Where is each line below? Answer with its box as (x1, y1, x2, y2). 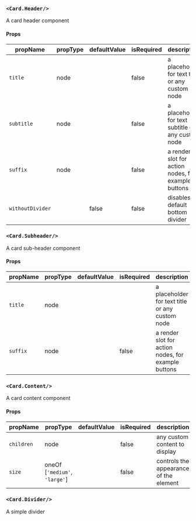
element (156, 479, 179, 487)
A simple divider (6, 508, 45, 515)
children (9, 441, 33, 447)
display (156, 447, 176, 456)
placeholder (155, 290, 188, 298)
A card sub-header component (6, 244, 80, 251)
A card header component (6, 17, 69, 24)
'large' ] (44, 475, 68, 483)
